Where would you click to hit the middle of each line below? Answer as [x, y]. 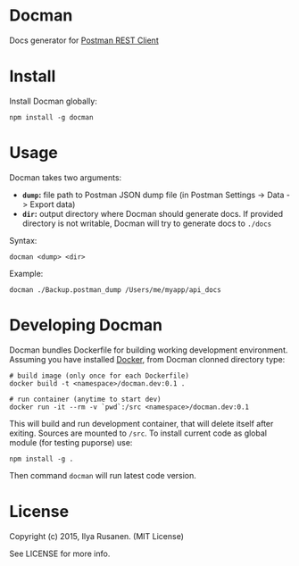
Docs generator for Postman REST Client [84, 40]
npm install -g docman [51, 117]
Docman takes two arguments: [66, 177]
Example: [26, 273]
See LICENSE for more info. [60, 554]
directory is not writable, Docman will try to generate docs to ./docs [147, 223]
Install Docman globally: [54, 101]
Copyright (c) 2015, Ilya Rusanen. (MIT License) [97, 536]
